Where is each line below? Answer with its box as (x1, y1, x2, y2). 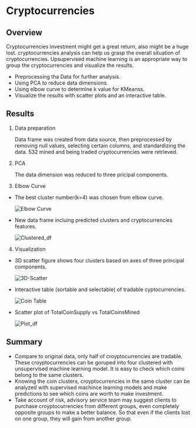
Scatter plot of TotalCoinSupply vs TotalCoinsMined (14, 308, 140, 315)
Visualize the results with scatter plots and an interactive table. (14, 92, 166, 99)
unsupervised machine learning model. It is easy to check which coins (14, 365, 185, 372)
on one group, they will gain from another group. (14, 415, 132, 422)
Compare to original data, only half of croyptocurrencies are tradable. (14, 352, 183, 359)
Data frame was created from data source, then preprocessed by (14, 136, 172, 143)
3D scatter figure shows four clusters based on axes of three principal (14, 257, 184, 264)
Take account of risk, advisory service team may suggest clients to (14, 396, 177, 403)
